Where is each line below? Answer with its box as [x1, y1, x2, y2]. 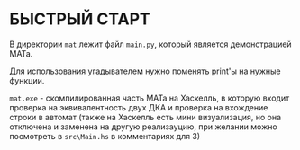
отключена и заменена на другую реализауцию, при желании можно [9, 121, 277, 132]
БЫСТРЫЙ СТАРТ [9, 9, 150, 30]
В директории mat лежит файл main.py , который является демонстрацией [9, 39, 292, 49]
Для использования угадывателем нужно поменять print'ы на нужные [9, 66, 281, 76]
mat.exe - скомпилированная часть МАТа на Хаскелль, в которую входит [9, 93, 290, 103]
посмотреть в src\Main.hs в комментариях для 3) [9, 130, 201, 141]
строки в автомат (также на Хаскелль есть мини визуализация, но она [9, 111, 282, 122]
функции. [9, 75, 45, 85]
